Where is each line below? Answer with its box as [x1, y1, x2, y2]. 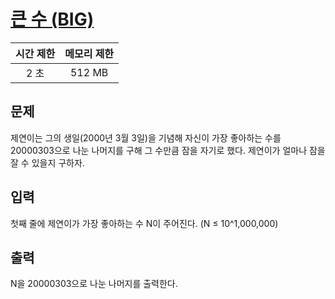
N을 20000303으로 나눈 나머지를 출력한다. [10, 278, 178, 290]
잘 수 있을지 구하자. [10, 156, 85, 169]
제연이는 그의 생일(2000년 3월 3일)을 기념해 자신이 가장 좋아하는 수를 [10, 131, 282, 144]
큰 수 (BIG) [10, 8, 95, 31]
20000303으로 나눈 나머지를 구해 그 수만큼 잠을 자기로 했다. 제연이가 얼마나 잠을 [10, 144, 326, 156]
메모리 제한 [64, 46, 115, 60]
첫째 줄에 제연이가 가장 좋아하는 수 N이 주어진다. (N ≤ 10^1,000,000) [10, 217, 279, 229]
